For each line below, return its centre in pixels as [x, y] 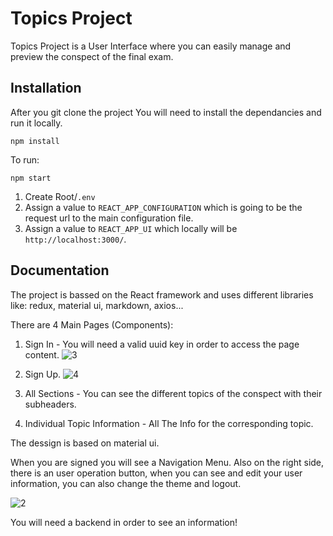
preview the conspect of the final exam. [92, 56]
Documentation [60, 270]
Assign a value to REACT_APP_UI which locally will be [131, 228]
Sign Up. [42, 374]
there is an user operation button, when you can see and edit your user [156, 473]
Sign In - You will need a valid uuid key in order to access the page [162, 344]
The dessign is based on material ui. [85, 443]
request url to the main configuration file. [109, 218]
